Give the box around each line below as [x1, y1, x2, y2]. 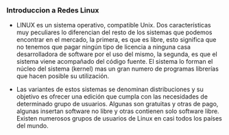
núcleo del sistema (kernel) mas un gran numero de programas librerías [16, 64, 219, 73]
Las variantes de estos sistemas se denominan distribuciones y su [16, 85, 204, 94]
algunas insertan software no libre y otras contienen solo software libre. [16, 107, 220, 115]
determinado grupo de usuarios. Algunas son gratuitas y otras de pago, [16, 100, 219, 108]
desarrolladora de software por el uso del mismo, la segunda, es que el [16, 50, 217, 58]
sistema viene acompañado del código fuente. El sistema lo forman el [16, 58, 213, 66]
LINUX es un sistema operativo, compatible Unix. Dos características [16, 21, 211, 29]
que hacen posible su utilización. [16, 72, 110, 80]
